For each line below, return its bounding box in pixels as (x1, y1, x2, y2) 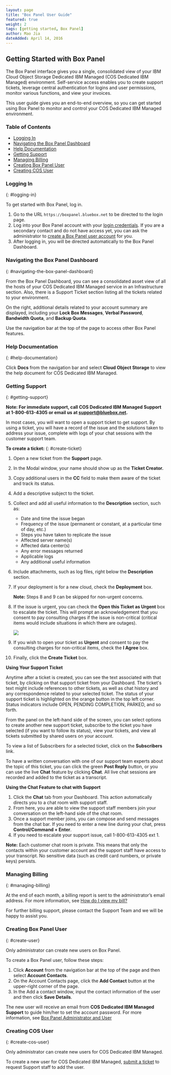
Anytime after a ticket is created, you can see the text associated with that (6, 675, 161, 681)
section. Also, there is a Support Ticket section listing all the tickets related (6, 289, 162, 295)
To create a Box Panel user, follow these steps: (6, 957, 104, 963)
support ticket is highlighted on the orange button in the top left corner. (6, 696, 155, 702)
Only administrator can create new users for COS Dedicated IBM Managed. (6, 1049, 163, 1055)
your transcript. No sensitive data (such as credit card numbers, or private (6, 853, 161, 859)
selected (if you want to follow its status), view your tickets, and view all (6, 728, 156, 734)
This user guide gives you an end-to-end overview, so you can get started (6, 100, 161, 106)
